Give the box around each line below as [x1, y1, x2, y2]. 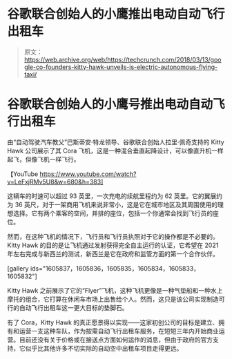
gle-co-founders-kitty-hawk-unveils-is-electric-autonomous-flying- [23, 63, 218, 71]
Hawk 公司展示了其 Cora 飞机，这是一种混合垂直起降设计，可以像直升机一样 [7, 146, 224, 155]
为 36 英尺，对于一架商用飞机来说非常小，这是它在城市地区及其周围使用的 [7, 200, 218, 208]
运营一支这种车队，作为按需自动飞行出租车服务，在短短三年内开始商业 [19, 327, 219, 335]
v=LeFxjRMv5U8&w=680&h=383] [7, 177, 104, 186]
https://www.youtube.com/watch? [39, 170, 137, 178]
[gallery [7, 264, 29, 273]
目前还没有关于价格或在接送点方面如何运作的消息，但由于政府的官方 [19, 336, 213, 344]
